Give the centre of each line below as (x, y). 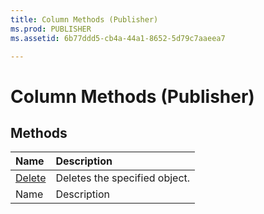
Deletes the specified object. (123, 178)
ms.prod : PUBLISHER (51, 29)
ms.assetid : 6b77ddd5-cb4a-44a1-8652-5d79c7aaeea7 (118, 38)
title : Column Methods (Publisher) (84, 19)
